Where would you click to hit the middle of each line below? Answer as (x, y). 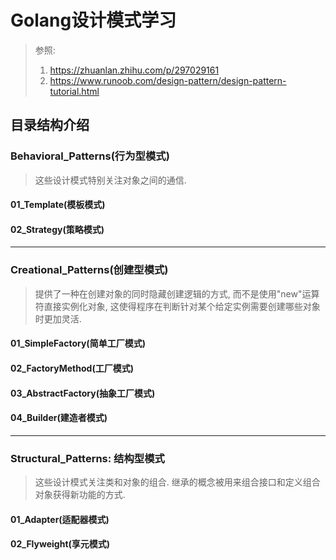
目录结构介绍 (50, 125)
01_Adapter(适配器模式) (60, 519)
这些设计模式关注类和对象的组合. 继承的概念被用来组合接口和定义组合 (177, 482)
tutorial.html (74, 91)
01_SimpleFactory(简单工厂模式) (78, 343)
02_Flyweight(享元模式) (60, 544)
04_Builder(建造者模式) (59, 418)
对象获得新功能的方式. (80, 494)
